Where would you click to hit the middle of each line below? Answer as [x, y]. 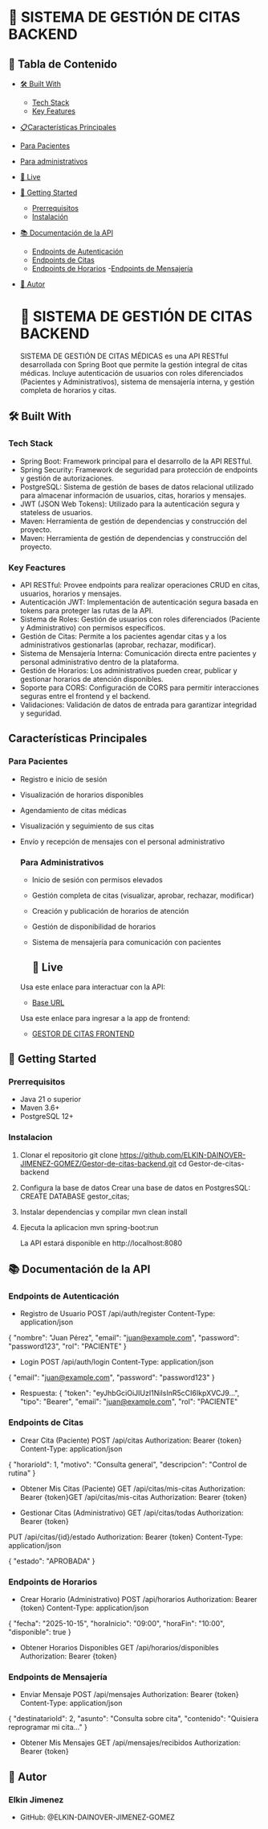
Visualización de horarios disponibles [82, 795]
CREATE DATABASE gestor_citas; [75, 1196]
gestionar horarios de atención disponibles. [91, 679]
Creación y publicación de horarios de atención [110, 910]
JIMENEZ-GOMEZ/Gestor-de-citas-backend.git [98, 1163]
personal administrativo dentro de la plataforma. [99, 662]
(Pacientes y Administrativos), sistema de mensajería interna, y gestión [137, 382]
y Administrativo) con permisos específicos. [93, 627]
